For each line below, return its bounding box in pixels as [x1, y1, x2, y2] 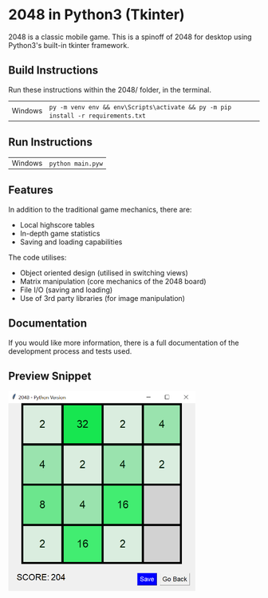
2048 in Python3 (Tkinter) [8, 6, 185, 24]
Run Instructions [8, 136, 93, 149]
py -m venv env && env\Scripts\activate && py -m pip [49, 103, 232, 111]
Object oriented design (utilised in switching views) [19, 267, 189, 277]
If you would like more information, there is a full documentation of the [8, 338, 239, 347]
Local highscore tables [19, 220, 95, 229]
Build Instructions [8, 64, 99, 77]
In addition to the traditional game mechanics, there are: [8, 204, 192, 214]
